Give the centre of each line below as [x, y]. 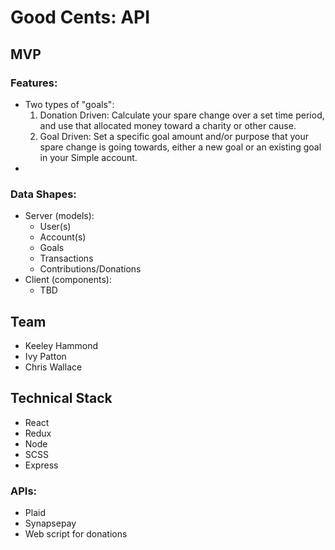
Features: [34, 83]
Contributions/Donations [90, 269]
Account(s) [63, 237]
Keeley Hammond [61, 345]
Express [41, 465]
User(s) [55, 227]
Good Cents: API [80, 17]
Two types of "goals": [69, 104]
